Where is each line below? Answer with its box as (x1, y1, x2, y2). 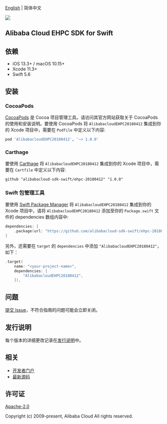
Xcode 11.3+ (12, 66, 37, 72)
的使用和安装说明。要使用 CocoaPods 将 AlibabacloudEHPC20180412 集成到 (5, 120, 157, 126)
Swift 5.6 (12, 71, 31, 77)
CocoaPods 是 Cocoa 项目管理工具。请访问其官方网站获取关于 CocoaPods (5, 114, 158, 120)
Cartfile (14, 168, 33, 173)
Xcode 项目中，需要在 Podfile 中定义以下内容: (10, 127, 106, 133)
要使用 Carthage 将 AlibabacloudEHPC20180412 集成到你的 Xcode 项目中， (5, 161, 155, 167)
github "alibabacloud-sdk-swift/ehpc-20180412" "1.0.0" (5, 177, 123, 182)
